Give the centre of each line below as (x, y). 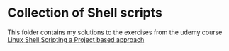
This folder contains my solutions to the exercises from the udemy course (115, 32)
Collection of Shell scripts (85, 13)
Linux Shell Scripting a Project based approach (76, 39)
